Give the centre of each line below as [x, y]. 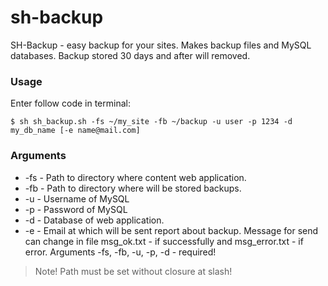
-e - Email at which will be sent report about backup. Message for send [171, 230]
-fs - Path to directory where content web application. [135, 177]
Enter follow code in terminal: [70, 103]
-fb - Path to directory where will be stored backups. [133, 188]
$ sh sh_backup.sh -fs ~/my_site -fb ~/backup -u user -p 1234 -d [151, 122]
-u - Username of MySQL [77, 198]
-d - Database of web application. [94, 220]
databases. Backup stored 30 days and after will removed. [130, 55]
